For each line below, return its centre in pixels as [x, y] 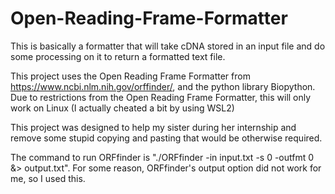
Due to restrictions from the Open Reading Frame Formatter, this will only [161, 97]
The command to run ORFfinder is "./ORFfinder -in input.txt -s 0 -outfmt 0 [162, 157]
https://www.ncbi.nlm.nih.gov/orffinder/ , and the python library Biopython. [163, 86]
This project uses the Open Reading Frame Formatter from [130, 76]
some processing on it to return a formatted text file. [118, 56]
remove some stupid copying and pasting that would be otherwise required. [166, 138]
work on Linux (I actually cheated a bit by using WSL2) [122, 108]
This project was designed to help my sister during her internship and [153, 127]
